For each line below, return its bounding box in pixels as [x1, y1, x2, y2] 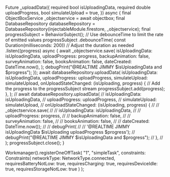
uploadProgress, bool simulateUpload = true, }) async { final [5, 10, 131, 16]
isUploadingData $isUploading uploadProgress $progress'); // [5, 129, 135, 135]
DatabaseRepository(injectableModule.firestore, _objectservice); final [5, 26, 151, 32]
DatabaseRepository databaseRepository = [5, 20, 96, 27]
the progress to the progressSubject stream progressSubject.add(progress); [5, 86, 165, 91]
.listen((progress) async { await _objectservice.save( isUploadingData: [5, 48, 153, 54]
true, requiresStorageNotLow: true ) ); [5, 166, 84, 172]
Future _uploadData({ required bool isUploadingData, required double [5, 5, 151, 10]
